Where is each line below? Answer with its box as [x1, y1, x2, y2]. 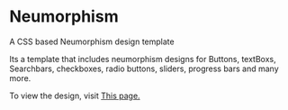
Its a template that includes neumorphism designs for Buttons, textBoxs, [9, 53, 276, 64]
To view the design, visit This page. [9, 90, 141, 101]
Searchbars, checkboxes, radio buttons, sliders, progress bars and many [9, 63, 279, 74]
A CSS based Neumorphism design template [9, 36, 175, 47]
